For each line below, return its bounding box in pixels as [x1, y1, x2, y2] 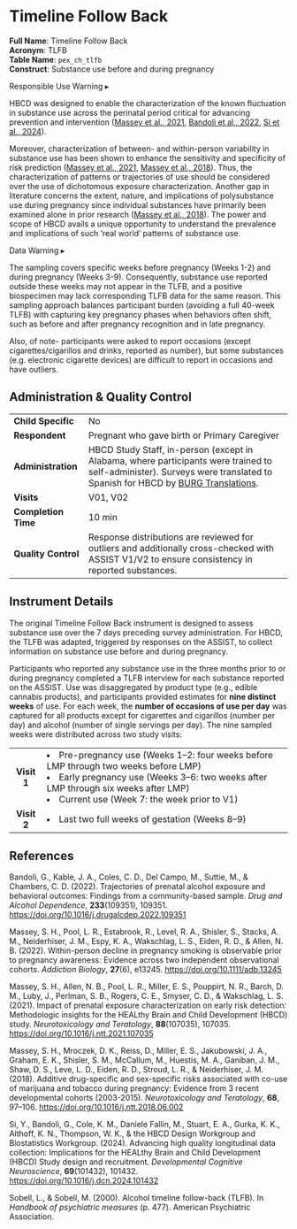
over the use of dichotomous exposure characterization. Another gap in [9, 181, 270, 191]
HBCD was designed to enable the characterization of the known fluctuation [9, 97, 286, 108]
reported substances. [88, 564, 178, 576]
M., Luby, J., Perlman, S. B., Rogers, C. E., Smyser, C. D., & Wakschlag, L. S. [9, 991, 284, 1002]
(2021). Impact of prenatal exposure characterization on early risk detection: [9, 1000, 287, 1010]
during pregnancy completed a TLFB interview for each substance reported [9, 672, 285, 683]
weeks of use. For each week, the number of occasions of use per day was [9, 701, 287, 711]
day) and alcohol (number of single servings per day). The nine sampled [9, 719, 272, 730]
